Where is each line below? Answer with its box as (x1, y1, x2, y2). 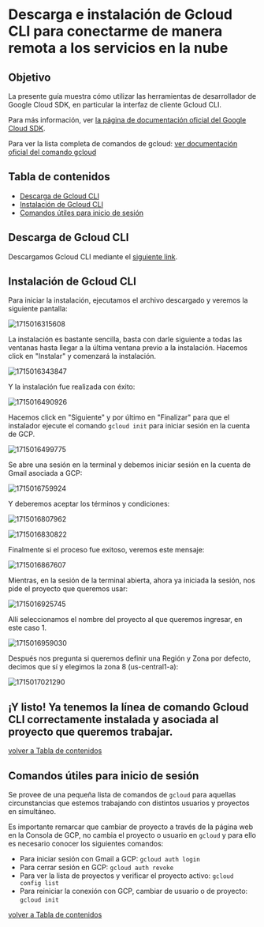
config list (19, 880, 59, 887)
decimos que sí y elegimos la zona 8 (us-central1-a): (8, 662, 179, 672)
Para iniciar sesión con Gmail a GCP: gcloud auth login (19, 854, 201, 864)
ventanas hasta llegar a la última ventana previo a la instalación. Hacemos (8, 343, 248, 352)
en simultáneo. (8, 807, 57, 816)
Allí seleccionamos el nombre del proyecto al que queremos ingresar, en (8, 615, 243, 624)
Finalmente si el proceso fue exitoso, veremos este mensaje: (8, 545, 205, 555)
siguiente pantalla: (8, 304, 69, 314)
